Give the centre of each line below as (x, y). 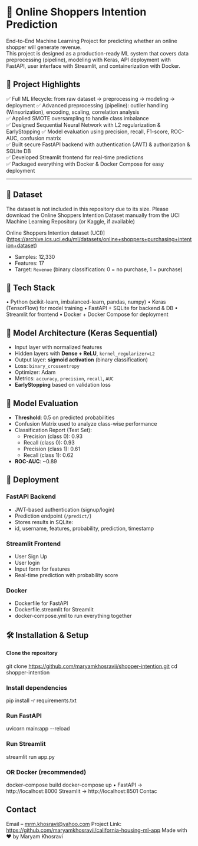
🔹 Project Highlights (43, 85)
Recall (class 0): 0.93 (49, 442)
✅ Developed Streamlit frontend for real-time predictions (75, 157)
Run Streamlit (26, 744)
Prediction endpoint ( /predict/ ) (53, 516)
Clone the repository (32, 653)
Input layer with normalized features (58, 347)
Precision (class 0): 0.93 (53, 436)
